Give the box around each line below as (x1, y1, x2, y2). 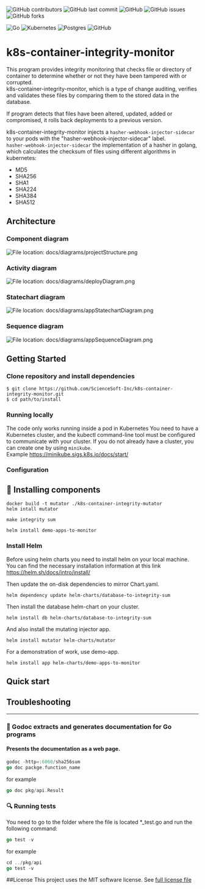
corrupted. (6, 78, 34, 86)
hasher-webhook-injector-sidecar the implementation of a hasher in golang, (6, 141, 197, 148)
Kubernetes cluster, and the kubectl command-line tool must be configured (6, 431, 195, 438)
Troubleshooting (6, 697, 71, 708)
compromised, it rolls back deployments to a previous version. (6, 116, 163, 123)
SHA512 (15, 199, 35, 206)
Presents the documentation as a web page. (6, 745, 121, 753)
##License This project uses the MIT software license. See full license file (6, 876, 192, 884)
